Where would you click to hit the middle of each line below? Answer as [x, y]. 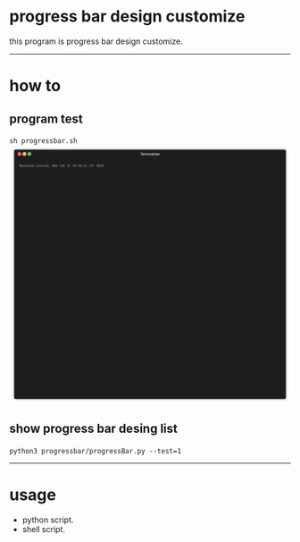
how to [35, 86]
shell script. [43, 529]
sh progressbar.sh [43, 140]
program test [46, 119]
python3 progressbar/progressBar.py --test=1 [95, 451]
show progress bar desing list [94, 429]
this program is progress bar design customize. [96, 41]
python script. [48, 520]
